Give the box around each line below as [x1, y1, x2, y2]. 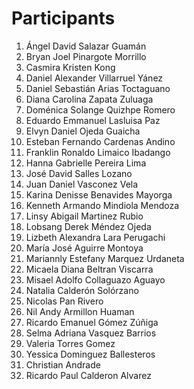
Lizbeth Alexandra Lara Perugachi [25, 231, 166, 243]
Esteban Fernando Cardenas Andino [25, 135, 176, 147]
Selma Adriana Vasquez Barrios [25, 327, 157, 339]
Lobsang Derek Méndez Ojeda [25, 220, 152, 232]
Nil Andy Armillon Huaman [25, 305, 135, 317]
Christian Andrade [25, 358, 101, 371]
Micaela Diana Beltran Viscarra [25, 263, 154, 275]
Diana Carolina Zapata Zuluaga [25, 93, 154, 105]
